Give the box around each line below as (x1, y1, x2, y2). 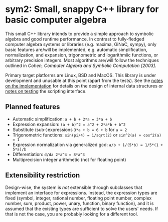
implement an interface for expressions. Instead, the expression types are (5, 189, 157, 195)
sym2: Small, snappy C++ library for (5, 3, 159, 15)
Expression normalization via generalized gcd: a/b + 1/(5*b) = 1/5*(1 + (12, 141, 163, 147)
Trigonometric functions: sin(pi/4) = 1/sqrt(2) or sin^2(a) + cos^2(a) (12, 131, 161, 138)
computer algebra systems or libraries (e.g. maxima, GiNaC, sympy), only (5, 41, 157, 47)
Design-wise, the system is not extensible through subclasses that (5, 184, 142, 190)
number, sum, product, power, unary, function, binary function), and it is (5, 200, 154, 206)
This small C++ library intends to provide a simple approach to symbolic (5, 30, 154, 36)
